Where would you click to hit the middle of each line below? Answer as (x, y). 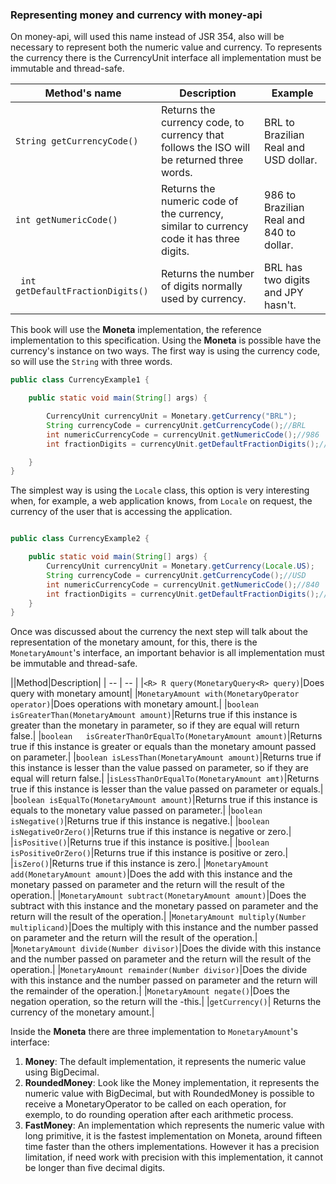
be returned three (202, 160)
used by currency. (203, 299)
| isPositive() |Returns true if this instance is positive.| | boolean (140, 842)
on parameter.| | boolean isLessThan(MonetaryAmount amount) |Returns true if (166, 757)
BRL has (283, 268)
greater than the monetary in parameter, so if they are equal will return (155, 725)
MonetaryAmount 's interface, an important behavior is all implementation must (167, 653)
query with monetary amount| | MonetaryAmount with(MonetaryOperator (155, 694)
